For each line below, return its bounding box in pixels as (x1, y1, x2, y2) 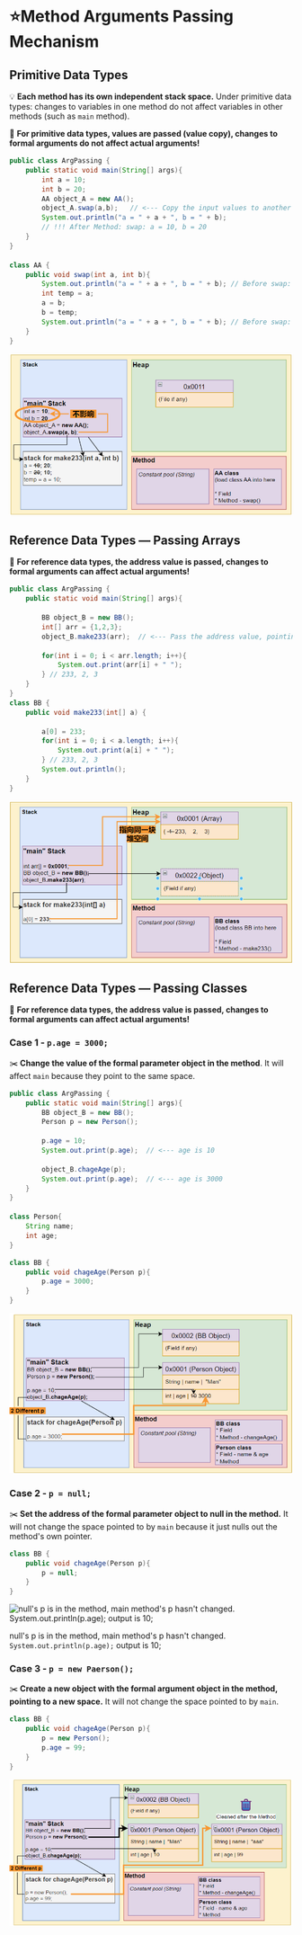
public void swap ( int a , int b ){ (25, 270, 151, 279)
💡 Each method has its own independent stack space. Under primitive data (9, 91, 292, 102)
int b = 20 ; (41, 184, 87, 193)
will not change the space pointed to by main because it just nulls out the (9, 1520, 278, 1532)
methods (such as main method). (9, 111, 130, 121)
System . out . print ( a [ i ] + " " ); (57, 746, 175, 755)
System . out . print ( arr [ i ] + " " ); (57, 661, 182, 670)
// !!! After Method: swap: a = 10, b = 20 (41, 223, 207, 232)
